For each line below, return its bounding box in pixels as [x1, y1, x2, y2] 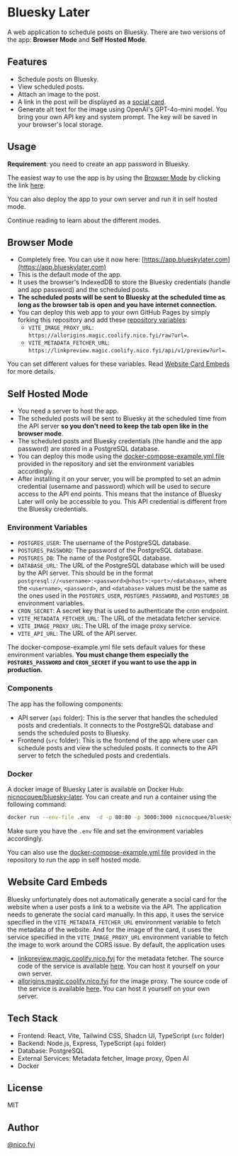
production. [7, 666, 43, 674]
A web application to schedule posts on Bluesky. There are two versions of [7, 28, 226, 36]
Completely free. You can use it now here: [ [17, 255, 144, 264]
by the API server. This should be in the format [17, 569, 154, 578]
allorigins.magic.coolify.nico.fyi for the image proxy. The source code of [17, 976, 228, 985]
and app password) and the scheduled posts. [17, 286, 150, 294]
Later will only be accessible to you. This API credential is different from [17, 497, 227, 506]
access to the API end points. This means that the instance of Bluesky [17, 490, 222, 498]
